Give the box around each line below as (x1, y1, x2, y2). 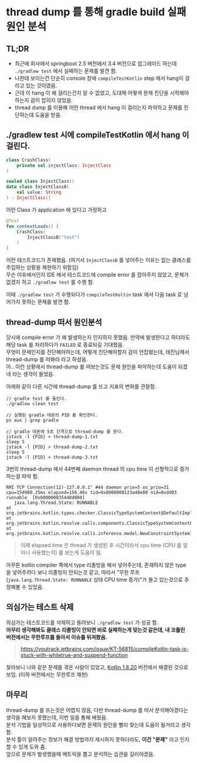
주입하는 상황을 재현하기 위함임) (6, 264, 79, 271)
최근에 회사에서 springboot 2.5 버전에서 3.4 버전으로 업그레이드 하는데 (14, 60, 177, 67)
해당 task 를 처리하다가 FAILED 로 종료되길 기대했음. (6, 341, 124, 348)
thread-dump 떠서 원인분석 (6, 317, 103, 327)
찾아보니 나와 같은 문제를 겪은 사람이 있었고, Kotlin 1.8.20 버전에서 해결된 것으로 (6, 663, 189, 670)
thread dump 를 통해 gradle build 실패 (6, 5, 186, 19)
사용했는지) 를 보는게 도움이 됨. (31, 549, 103, 556)
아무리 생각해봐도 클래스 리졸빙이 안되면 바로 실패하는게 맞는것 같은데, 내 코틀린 (6, 626, 186, 633)
